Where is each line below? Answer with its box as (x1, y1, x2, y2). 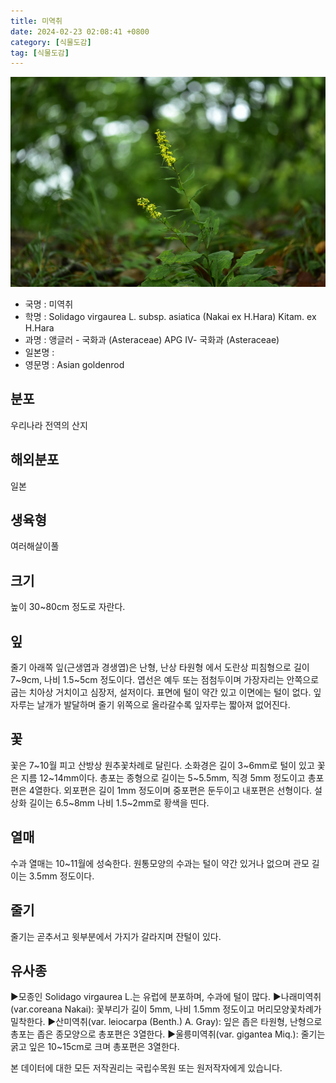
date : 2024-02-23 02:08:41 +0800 (10, 26, 150, 37)
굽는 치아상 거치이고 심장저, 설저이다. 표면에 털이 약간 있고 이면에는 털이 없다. (10, 686, 312, 699)
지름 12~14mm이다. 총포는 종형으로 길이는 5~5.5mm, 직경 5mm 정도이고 (20, 771, 306, 784)
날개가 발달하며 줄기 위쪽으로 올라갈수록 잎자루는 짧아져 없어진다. (36, 699, 291, 711)
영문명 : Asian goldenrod (24, 359, 125, 371)
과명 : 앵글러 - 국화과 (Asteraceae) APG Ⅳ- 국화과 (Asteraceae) (24, 334, 280, 346)
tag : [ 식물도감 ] (10, 48, 70, 58)
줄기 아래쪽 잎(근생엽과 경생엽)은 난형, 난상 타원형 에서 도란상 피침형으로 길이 (10, 661, 310, 674)
